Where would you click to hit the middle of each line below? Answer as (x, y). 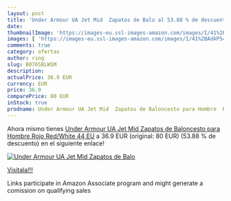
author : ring (26, 58)
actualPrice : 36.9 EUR (40, 77)
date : (15, 26)
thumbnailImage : (30, 33)
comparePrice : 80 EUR (38, 97)
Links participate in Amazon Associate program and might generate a (105, 183)
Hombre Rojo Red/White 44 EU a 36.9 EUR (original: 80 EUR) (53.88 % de (112, 136)
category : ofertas (33, 52)
